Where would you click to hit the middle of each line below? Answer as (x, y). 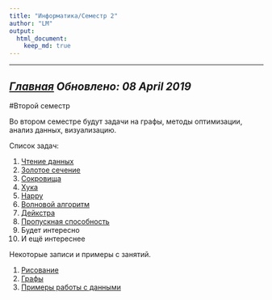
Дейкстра (38, 213)
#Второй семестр (40, 105)
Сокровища (41, 178)
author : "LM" (31, 23)
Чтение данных (47, 161)
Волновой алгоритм (55, 204)
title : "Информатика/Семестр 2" (63, 16)
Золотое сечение (51, 170)
